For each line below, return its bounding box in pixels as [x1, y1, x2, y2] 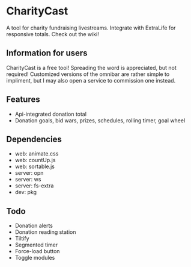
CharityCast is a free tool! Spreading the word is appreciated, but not [6, 64, 177, 71]
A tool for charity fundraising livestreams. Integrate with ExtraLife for [6, 24, 176, 31]
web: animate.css [14, 150, 59, 157]
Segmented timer [14, 241, 58, 248]
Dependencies [6, 134, 62, 144]
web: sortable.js [14, 163, 55, 170]
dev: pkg [14, 189, 37, 196]
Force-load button [14, 248, 60, 255]
